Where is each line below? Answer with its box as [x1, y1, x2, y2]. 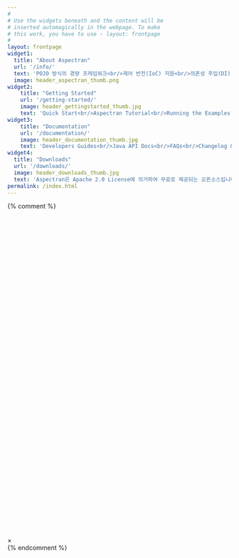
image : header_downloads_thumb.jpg [14, 169, 119, 177]
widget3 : [7, 116, 33, 123]
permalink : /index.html [7, 182, 78, 189]
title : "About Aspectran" [14, 57, 91, 64]
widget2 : [7, 83, 33, 90]
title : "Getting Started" [20, 90, 97, 97]
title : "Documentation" [20, 122, 91, 130]
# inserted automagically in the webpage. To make [7, 23, 161, 31]
